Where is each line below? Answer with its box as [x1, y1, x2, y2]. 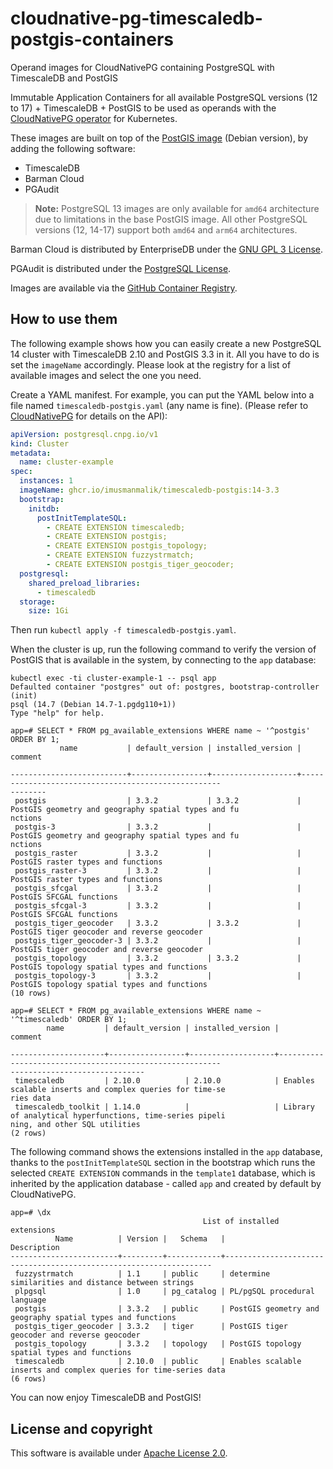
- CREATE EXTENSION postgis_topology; [46, 541, 208, 551]
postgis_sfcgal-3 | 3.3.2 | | [14, 901, 302, 911]
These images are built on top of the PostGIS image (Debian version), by [10, 132, 309, 144]
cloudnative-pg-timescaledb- [10, 7, 263, 30]
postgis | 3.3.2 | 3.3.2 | [14, 796, 302, 806]
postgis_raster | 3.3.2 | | [14, 848, 302, 859]
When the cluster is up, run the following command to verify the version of [10, 643, 317, 656]
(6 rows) [10, 1374, 47, 1384]
